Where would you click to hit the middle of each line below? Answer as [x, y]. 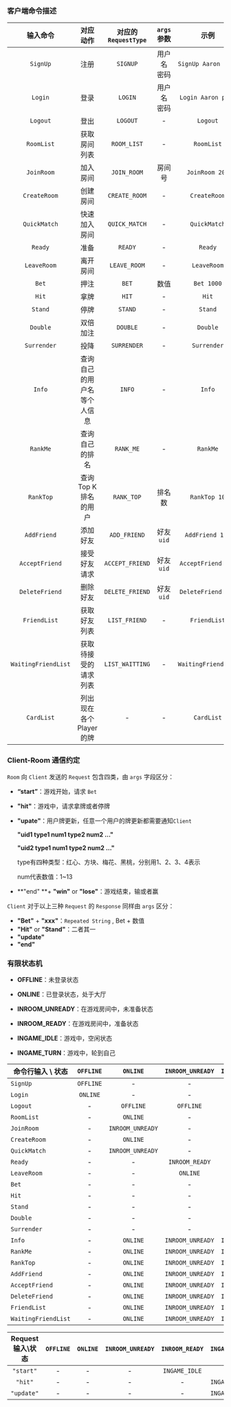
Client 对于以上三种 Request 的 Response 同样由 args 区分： [91, 906]
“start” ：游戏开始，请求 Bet [57, 791]
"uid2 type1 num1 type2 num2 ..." [66, 848]
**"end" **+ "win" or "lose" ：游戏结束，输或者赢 [88, 891]
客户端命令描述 [32, 10]
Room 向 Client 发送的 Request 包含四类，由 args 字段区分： [90, 777]
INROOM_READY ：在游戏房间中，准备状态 [78, 1023]
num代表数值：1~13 [45, 876]
